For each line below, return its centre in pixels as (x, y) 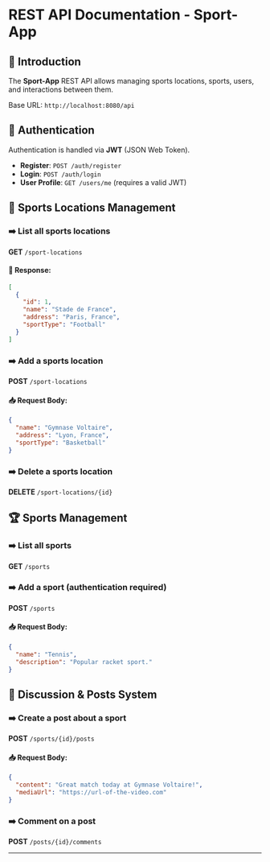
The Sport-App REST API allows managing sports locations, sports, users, (131, 81)
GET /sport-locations (45, 252)
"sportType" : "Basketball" (61, 443)
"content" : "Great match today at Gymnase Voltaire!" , (109, 785)
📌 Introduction (45, 62)
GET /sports (29, 566)
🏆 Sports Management (68, 518)
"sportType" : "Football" (64, 325)
